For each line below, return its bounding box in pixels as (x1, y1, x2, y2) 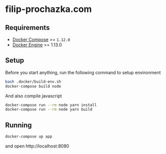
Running (5, 121, 32, 129)
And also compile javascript (5, 93, 62, 99)
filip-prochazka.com (5, 3, 92, 15)
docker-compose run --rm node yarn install (5, 102, 97, 108)
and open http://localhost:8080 (5, 143, 69, 149)
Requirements (5, 23, 50, 32)
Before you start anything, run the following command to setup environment (5, 69, 161, 75)
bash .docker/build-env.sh (5, 79, 61, 84)
